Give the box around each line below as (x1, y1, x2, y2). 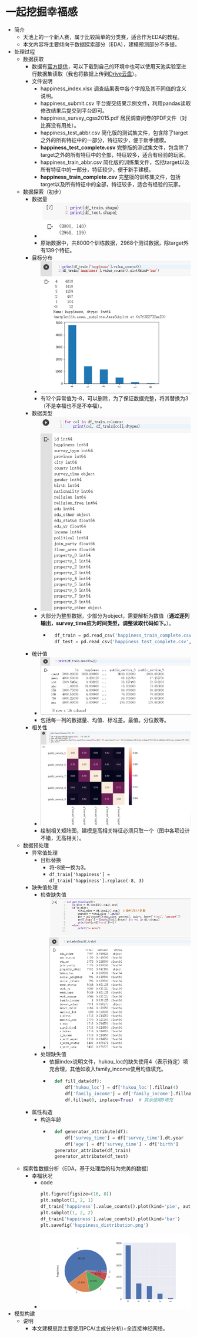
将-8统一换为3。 (49, 864, 89, 871)
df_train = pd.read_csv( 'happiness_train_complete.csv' (54, 632, 195, 638)
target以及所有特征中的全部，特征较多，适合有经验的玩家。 (40, 180, 184, 187)
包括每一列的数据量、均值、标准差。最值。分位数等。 (40, 717, 170, 724)
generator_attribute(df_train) (54, 1147, 131, 1153)
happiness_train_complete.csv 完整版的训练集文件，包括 (40, 173, 181, 180)
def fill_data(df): (54, 1078, 102, 1085)
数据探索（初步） (22, 188, 65, 195)
